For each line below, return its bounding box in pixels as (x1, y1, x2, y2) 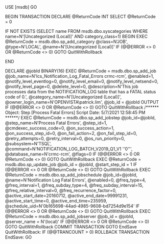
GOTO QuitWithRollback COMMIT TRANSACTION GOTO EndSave (5, 224, 137, 229)
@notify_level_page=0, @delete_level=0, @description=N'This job (5, 84, 139, 89)
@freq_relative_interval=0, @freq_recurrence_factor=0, (5, 188, 117, 193)
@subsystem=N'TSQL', (5, 141, 52, 146)
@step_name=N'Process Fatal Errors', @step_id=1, (5, 120, 108, 126)
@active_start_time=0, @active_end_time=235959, (5, 198, 108, 203)
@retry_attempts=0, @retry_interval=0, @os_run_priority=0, (5, 135, 125, 141)
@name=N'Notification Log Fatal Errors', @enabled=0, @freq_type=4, (5, 177, 146, 183)
